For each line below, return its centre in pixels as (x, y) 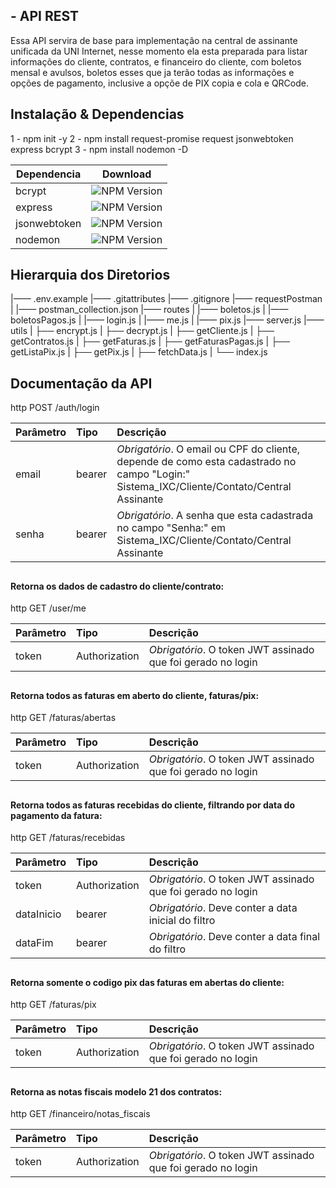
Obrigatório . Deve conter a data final (234, 937)
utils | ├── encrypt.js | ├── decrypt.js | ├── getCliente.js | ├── (142, 331)
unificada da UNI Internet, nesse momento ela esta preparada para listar (159, 51)
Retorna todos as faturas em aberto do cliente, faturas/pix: (135, 695)
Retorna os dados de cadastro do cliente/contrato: (117, 586)
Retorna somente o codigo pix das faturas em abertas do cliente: (147, 982)
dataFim (34, 943)
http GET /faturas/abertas (63, 718)
